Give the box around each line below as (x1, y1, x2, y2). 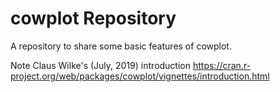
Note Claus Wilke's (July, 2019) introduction (10, 59, 192, 71)
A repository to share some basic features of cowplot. (10, 40, 232, 52)
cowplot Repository (10, 7, 177, 30)
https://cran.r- (192, 59, 252, 71)
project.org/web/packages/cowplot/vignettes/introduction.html (10, 70, 270, 82)
